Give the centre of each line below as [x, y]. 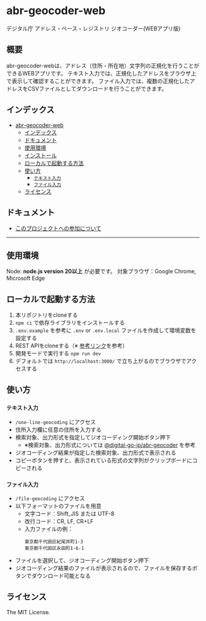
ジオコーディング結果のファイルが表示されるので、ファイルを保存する [104, 568]
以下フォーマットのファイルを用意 [58, 506]
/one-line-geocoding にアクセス [55, 422]
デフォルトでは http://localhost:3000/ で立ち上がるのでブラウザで [101, 361]
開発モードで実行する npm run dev [58, 353]
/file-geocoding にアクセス [50, 498]
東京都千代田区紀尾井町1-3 [54, 542]
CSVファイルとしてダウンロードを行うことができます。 [97, 88]
